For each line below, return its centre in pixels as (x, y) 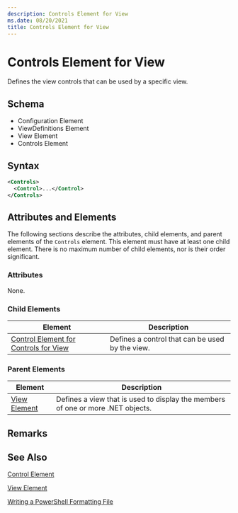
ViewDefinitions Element (53, 129)
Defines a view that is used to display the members (140, 399)
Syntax (23, 166)
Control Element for (43, 339)
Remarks (28, 433)
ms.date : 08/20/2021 (38, 21)
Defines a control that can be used (167, 339)
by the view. (130, 347)
